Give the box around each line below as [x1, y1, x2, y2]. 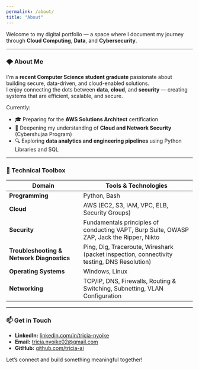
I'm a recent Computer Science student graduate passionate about [6, 73, 173, 80]
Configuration [83, 292, 122, 300]
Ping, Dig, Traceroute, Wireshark [83, 243, 174, 251]
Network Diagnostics [9, 254, 70, 262]
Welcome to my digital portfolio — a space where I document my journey [6, 30, 184, 37]
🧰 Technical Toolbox [6, 166, 66, 174]
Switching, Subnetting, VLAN [83, 285, 164, 293]
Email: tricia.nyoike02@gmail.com [14, 338, 99, 345]
